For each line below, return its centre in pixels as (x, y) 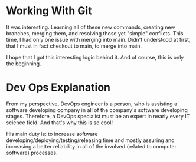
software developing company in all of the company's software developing (97, 110)
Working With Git (49, 11)
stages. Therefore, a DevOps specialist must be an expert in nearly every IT (98, 116)
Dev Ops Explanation (58, 87)
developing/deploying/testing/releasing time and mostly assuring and (91, 140)
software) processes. (32, 153)
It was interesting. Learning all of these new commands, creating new (91, 27)
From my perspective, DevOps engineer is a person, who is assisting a (92, 104)
